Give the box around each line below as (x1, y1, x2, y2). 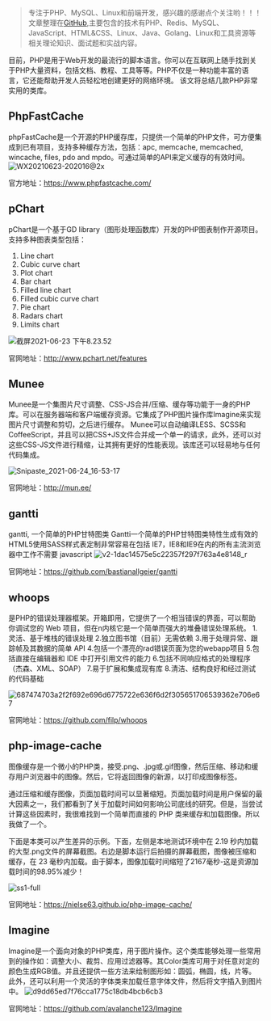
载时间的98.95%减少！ (8, 867, 85, 876)
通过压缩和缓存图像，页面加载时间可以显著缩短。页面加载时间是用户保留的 (8, 788, 256, 799)
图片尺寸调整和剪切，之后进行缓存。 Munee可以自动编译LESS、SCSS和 (8, 420, 246, 429)
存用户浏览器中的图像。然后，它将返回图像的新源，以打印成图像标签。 (8, 771, 242, 781)
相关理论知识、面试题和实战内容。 (27, 38, 142, 48)
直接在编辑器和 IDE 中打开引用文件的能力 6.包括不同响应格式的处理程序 (15, 654, 252, 664)
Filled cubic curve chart (19, 293, 99, 303)
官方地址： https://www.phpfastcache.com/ (8, 178, 152, 188)
